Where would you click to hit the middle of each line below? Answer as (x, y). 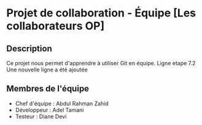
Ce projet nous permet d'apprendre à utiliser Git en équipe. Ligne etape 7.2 (101, 63)
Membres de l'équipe (48, 89)
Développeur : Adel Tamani (49, 110)
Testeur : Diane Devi (41, 116)
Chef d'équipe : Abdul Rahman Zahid (62, 103)
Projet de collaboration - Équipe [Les (101, 13)
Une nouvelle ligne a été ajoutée (47, 70)
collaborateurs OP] (56, 26)
